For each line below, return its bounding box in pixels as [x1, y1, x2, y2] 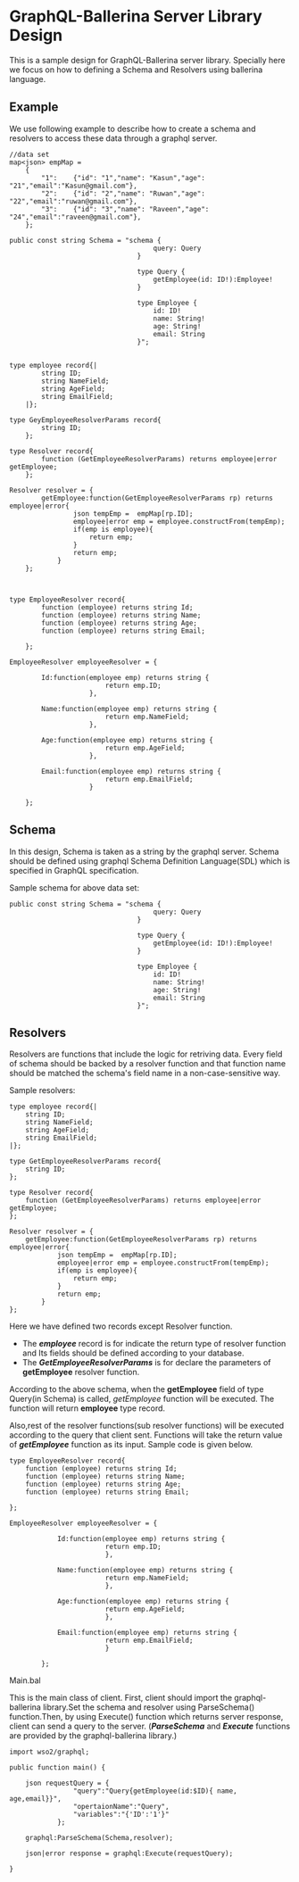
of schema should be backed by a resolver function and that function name [9, 1058, 287, 1069]
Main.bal [9, 1675, 42, 1686]
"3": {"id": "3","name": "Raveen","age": [41, 204, 210, 213]
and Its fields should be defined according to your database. [21, 1347, 245, 1358]
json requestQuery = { [25, 1778, 110, 1788]
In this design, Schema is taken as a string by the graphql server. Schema [9, 846, 279, 857]
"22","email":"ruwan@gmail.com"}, [9, 196, 138, 206]
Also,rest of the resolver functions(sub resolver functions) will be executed [9, 1421, 285, 1431]
